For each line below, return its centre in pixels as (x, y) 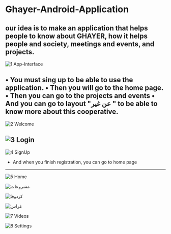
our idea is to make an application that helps (77, 28)
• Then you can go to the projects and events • (80, 96)
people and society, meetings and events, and (80, 44)
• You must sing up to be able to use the (69, 80)
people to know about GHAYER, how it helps (76, 36)
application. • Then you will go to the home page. (84, 88)
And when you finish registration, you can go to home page (75, 162)
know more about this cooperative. (62, 112)
